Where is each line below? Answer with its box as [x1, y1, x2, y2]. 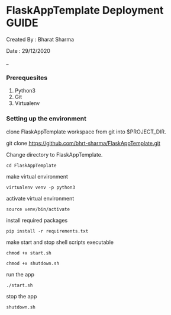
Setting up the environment [6, 114, 87, 123]
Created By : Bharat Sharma [6, 36, 75, 43]
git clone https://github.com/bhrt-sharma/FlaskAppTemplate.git [6, 139, 161, 147]
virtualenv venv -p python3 [6, 184, 76, 190]
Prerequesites [6, 74, 48, 82]
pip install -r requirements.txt [6, 228, 89, 234]
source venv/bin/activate [6, 206, 70, 212]
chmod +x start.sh [6, 250, 51, 256]
